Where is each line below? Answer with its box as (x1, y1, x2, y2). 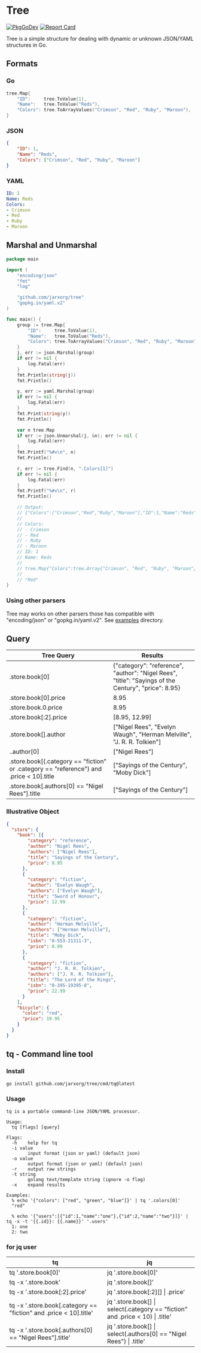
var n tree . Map (17, 427, 55, 433)
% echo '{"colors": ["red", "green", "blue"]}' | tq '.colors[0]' (11, 1197, 181, 1203)
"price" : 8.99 (28, 944, 63, 949)
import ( (6, 267, 28, 273)
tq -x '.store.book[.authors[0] (9, 1325, 93, 1334)
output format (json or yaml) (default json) (28, 1161, 144, 1167)
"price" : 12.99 (28, 899, 66, 905)
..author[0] (9, 748, 40, 756)
